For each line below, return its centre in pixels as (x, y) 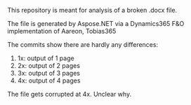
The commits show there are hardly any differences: (83, 44)
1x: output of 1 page (46, 58)
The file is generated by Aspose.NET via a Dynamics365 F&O (96, 23)
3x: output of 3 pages (49, 73)
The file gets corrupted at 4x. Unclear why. (70, 94)
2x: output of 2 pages (49, 65)
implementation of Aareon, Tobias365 (62, 31)
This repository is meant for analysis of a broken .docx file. (92, 10)
